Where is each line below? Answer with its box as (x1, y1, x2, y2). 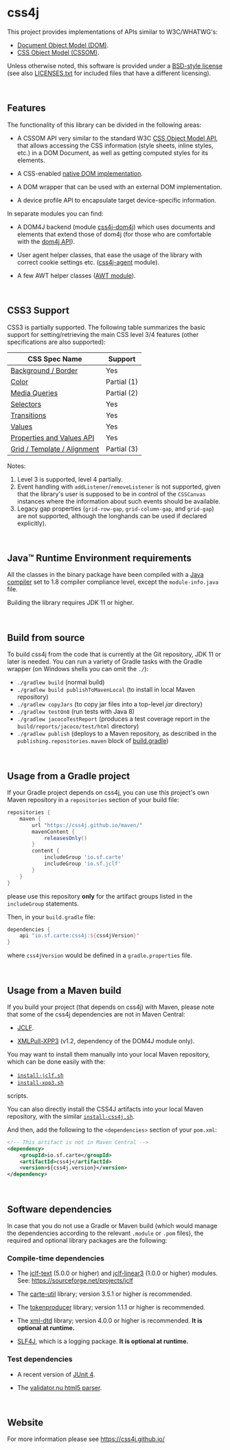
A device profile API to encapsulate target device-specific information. (16, 196, 217, 204)
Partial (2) (106, 388, 139, 398)
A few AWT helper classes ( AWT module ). (16, 271, 136, 280)
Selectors (10, 399, 42, 409)
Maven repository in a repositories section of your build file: (7, 796, 180, 804)
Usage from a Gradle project (7, 770, 130, 782)
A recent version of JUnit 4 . (16, 1370, 95, 1378)
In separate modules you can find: (7, 209, 104, 218)
